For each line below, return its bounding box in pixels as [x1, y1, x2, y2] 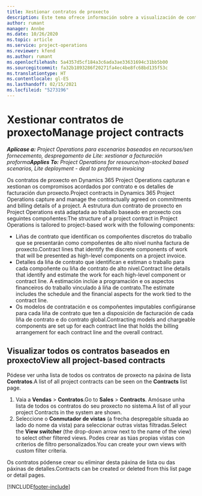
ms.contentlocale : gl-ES [7, 76, 69, 82]
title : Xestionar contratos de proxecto [7, 8, 110, 15]
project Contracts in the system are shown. [15, 408, 122, 415]
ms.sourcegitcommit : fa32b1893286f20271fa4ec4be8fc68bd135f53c [7, 64, 168, 71]
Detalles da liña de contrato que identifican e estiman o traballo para [15, 258, 185, 265]
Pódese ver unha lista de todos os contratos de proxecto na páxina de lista [7, 371, 191, 379]
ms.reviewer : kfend [7, 48, 56, 54]
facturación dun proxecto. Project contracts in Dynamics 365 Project [7, 189, 175, 196]
